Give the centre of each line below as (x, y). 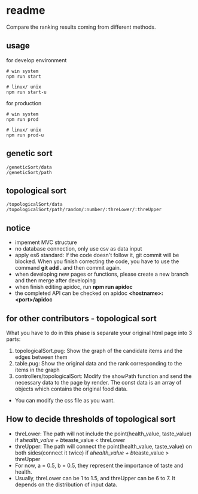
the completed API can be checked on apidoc (71, 293)
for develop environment (36, 60)
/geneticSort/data (29, 167)
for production (24, 103)
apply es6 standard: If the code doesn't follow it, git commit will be (97, 255)
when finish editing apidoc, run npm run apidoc (74, 287)
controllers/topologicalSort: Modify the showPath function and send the (103, 376)
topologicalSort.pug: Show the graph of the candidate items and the (98, 351)
